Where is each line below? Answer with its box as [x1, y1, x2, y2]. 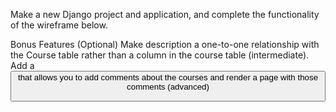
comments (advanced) [126, 82, 210, 92]
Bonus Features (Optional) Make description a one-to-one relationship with [10, 39, 320, 50]
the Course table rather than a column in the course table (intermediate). [10, 49, 310, 61]
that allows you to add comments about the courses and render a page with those [17, 72, 319, 83]
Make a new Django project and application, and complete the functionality [10, 9, 320, 20]
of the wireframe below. [10, 19, 108, 31]
